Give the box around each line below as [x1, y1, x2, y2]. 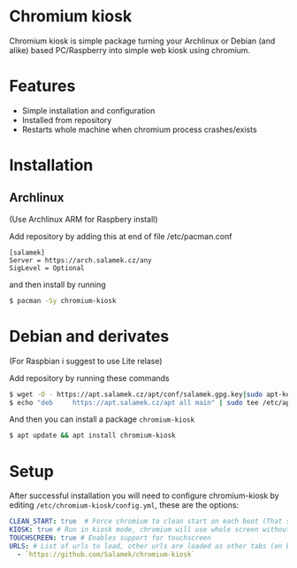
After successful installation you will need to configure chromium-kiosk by [9, 490, 280, 502]
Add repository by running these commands [9, 372, 170, 383]
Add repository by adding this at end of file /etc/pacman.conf [9, 230, 232, 241]
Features [9, 76, 76, 97]
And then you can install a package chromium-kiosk [9, 414, 195, 424]
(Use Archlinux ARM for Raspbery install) [9, 214, 158, 224]
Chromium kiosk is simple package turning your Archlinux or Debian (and [9, 35, 276, 46]
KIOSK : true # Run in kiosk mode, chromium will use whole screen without [9, 525, 291, 534]
